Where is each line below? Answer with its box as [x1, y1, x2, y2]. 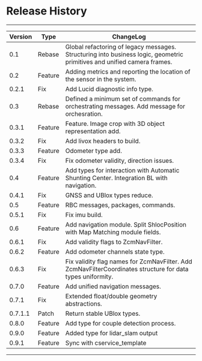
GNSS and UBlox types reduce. [65, 191, 153, 199]
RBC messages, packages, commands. [65, 201, 176, 209]
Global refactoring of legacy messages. [65, 42, 176, 51]
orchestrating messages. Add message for [65, 102, 185, 110]
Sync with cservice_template [65, 339, 147, 347]
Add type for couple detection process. [65, 319, 176, 327]
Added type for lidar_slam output [65, 328, 158, 337]
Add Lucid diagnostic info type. [65, 84, 153, 93]
